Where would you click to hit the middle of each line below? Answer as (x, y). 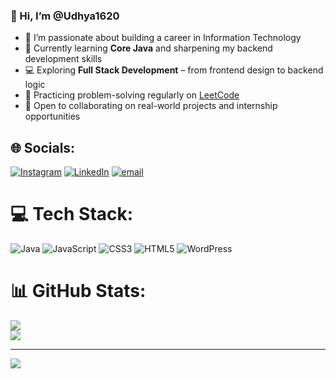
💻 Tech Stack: (72, 214)
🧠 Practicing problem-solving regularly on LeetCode (132, 95)
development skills (63, 59)
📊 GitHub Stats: (78, 291)
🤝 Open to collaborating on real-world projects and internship (151, 106)
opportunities (52, 116)
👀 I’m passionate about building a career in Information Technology (163, 38)
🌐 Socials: (43, 147)
